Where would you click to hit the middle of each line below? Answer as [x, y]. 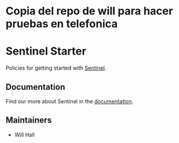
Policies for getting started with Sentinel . [56, 68]
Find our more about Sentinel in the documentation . [70, 101]
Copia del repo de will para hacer [89, 11]
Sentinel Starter [46, 51]
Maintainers [29, 120]
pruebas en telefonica [62, 24]
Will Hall [24, 135]
